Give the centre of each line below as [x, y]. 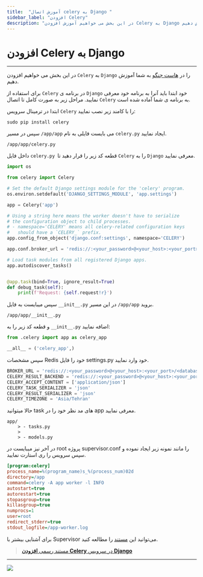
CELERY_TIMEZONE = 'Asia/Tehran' [49, 399]
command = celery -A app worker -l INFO [55, 482]
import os [19, 167]
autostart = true [26, 488]
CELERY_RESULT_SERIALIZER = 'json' [52, 393]
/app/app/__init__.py [34, 316]
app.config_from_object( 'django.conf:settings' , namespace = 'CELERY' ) [96, 239]
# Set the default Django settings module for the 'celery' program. [96, 189]
